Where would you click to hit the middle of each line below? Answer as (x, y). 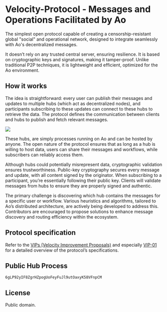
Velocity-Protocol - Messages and (78, 9)
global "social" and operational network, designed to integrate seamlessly (81, 39)
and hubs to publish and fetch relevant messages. (57, 120)
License (18, 293)
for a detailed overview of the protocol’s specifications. (62, 250)
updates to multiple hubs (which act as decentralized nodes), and (73, 103)
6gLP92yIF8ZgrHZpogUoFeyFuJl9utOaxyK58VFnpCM (53, 277)
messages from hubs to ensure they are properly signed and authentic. (78, 186)
